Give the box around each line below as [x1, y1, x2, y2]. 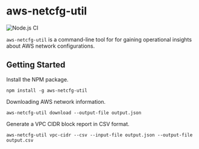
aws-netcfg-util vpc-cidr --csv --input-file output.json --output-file [6, 132, 193, 138]
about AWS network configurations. [6, 42, 95, 49]
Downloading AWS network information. [6, 98, 106, 105]
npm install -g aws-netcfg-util [6, 87, 87, 94]
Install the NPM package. [6, 75, 69, 83]
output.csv [6, 137, 34, 143]
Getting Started [6, 60, 66, 70]
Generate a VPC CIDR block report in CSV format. [6, 120, 130, 127]
